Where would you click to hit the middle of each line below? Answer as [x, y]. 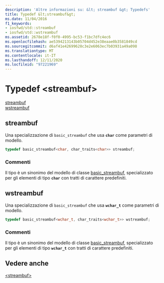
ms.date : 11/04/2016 [26, 19]
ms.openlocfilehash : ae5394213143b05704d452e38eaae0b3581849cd [71, 42]
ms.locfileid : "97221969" [31, 64]
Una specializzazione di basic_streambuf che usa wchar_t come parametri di [82, 205]
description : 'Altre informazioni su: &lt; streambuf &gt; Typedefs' [78, 10]
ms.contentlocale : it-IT [30, 55]
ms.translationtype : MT [29, 51]
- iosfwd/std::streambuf [30, 28]
